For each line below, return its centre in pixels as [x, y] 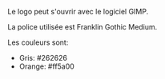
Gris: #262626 [43, 58]
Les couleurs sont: [38, 42]
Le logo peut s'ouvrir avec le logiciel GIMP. [78, 12]
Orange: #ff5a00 [47, 66]
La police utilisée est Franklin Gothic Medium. [82, 27]
